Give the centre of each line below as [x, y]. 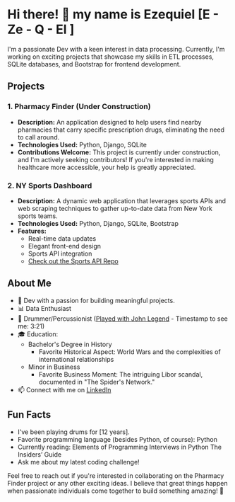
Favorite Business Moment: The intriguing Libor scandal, [121, 374]
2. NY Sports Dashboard [50, 186]
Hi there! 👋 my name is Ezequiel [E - [113, 15]
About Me [29, 284]
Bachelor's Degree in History [70, 344]
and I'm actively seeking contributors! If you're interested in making [115, 159]
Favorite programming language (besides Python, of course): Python [117, 439]
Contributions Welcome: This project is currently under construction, [119, 152]
